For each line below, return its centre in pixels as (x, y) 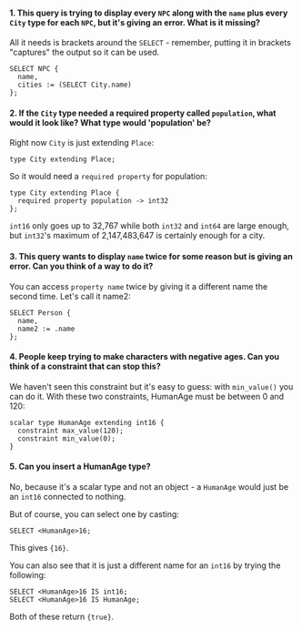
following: (28, 575)
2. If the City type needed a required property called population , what (143, 113)
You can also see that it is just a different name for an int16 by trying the (145, 565)
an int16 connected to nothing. (68, 497)
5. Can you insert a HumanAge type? (81, 467)
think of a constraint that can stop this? (85, 366)
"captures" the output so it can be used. (85, 52)
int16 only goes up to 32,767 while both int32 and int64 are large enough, (149, 226)
